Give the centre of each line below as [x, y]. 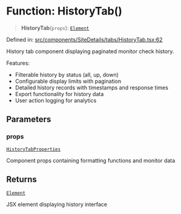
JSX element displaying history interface [57, 204]
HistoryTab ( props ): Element [55, 28]
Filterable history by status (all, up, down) [67, 74]
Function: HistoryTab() [64, 11]
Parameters [29, 119]
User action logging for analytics [56, 100]
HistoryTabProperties [34, 149]
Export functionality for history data [59, 94]
